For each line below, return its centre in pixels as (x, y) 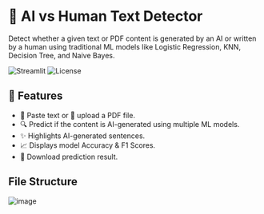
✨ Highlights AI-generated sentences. (82, 136)
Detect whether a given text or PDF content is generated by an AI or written (132, 38)
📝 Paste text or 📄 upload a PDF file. (78, 115)
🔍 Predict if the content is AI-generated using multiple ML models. (130, 124)
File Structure (43, 182)
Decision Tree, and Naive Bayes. (62, 55)
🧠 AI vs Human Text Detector (106, 16)
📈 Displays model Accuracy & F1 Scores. (88, 145)
